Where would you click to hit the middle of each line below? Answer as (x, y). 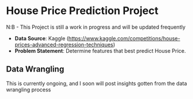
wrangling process (28, 90)
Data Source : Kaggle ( (42, 38)
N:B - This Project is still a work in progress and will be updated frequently (96, 27)
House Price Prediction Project (82, 11)
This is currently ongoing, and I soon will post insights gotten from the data (97, 83)
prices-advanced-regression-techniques (64, 45)
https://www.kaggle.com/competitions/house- (124, 38)
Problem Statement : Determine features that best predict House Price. (100, 50)
